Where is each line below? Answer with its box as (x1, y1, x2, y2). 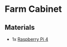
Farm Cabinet (4, 3, 62, 15)
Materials (4, 23, 35, 32)
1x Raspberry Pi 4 (11, 36, 48, 42)
